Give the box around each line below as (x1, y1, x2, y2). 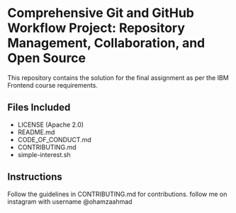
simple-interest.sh (17, 150, 71, 159)
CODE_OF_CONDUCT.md (17, 135, 92, 144)
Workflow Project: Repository (7, 20, 186, 36)
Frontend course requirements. (7, 81, 98, 89)
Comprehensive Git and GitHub (7, 5, 195, 21)
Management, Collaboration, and (7, 35, 206, 51)
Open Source (7, 50, 86, 67)
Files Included (7, 101, 71, 114)
